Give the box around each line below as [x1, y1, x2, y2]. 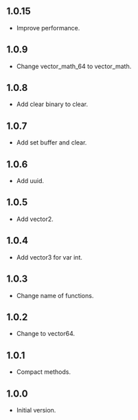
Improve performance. [16, 23, 80, 32]
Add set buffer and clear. [16, 138, 87, 147]
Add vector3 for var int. [16, 253, 83, 261]
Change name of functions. [16, 291, 94, 300]
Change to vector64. [16, 330, 76, 338]
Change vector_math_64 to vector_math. [16, 62, 132, 70]
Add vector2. [16, 215, 54, 223]
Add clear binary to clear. [16, 100, 89, 109]
